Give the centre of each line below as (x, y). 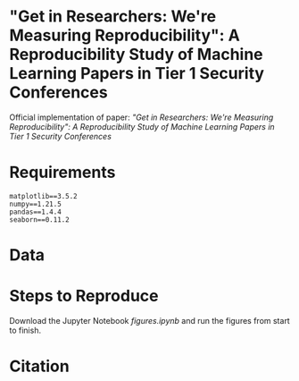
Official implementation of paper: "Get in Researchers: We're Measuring (141, 117)
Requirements (62, 173)
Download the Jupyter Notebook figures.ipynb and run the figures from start (149, 321)
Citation (39, 366)
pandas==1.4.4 (36, 212)
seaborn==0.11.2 (39, 220)
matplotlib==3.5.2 (43, 196)
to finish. (25, 330)
